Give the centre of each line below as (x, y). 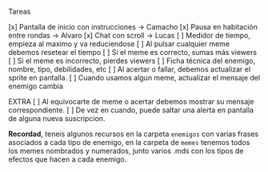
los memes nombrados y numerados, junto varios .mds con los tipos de (126, 151)
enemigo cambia (36, 86)
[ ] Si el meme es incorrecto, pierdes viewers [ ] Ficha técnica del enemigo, (132, 61)
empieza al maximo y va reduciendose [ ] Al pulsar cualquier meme (119, 44)
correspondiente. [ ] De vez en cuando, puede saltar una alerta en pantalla (131, 110)
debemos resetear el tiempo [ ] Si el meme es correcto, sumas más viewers (133, 52)
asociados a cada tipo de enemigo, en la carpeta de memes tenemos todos (129, 142)
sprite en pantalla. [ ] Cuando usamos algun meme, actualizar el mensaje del (134, 78)
